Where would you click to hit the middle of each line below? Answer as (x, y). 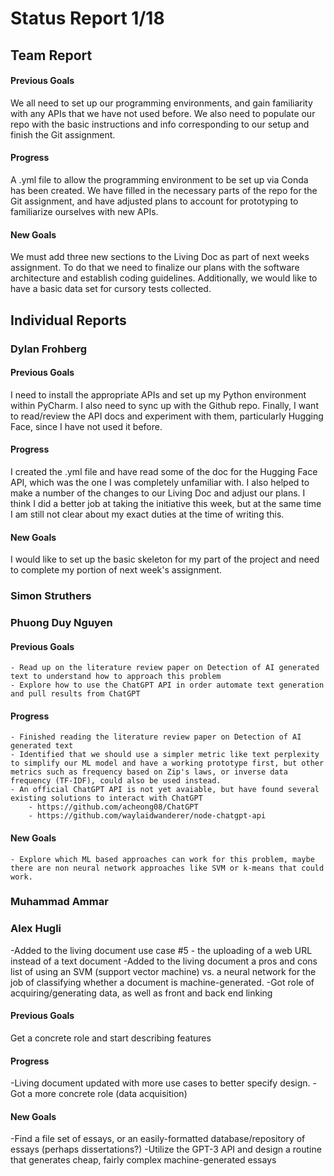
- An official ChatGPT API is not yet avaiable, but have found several (165, 790)
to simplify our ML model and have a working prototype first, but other (167, 763)
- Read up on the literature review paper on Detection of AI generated (165, 668)
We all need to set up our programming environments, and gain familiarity (161, 103)
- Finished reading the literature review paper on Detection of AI (156, 737)
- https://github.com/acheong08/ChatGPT (113, 807)
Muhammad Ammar (59, 902)
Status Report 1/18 (87, 18)
